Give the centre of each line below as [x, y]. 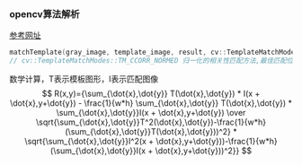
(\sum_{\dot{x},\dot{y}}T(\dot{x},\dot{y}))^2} [148, 132]
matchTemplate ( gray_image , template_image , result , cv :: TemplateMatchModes [154, 52]
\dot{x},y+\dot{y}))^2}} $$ [204, 151]
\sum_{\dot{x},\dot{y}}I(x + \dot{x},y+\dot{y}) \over [151, 113]
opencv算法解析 [44, 13]
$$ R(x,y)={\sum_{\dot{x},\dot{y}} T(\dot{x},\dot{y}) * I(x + [151, 94]
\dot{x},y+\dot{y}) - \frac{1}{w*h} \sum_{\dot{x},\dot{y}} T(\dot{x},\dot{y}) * [151, 103]
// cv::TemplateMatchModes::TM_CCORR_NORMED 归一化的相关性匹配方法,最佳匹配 [148, 61]
